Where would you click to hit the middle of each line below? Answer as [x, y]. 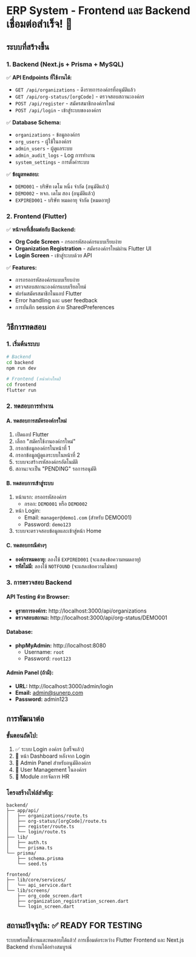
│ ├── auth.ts [27, 843]
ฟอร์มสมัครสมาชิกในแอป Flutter [48, 294]
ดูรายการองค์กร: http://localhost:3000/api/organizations [81, 611]
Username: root [44, 652]
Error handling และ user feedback [56, 301]
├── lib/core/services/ [36, 880]
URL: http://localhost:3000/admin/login [64, 686]
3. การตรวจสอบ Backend [39, 582]
